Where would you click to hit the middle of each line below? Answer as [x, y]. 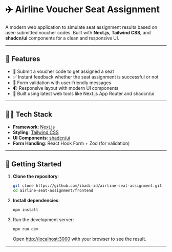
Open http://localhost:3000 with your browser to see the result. [80, 239]
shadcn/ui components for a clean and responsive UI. [62, 38]
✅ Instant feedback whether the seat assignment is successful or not [85, 76]
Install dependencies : [36, 201]
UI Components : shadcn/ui [41, 138]
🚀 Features [23, 59]
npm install [25, 210]
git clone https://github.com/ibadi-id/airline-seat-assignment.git [87, 186]
